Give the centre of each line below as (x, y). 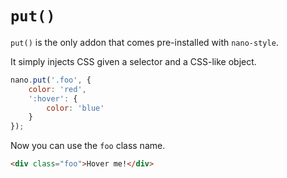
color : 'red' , (57, 89)
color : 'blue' (75, 108)
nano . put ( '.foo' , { (51, 80)
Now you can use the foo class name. (88, 146)
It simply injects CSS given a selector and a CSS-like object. (133, 61)
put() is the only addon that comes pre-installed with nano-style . (144, 42)
